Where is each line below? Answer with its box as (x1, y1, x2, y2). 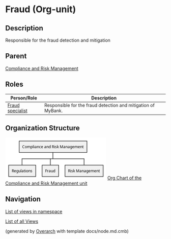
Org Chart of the (107, 175, 142, 181)
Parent (5, 52, 27, 60)
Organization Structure (5, 124, 80, 132)
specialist (7, 108, 28, 114)
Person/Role (10, 95, 37, 101)
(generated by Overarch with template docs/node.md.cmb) (5, 228, 129, 234)
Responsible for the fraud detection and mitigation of (44, 103, 155, 109)
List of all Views (5, 218, 39, 224)
